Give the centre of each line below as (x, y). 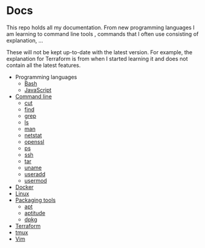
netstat (33, 135)
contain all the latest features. (44, 65)
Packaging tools (35, 200)
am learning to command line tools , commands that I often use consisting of (103, 34)
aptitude (35, 213)
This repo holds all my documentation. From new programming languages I (101, 27)
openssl (34, 141)
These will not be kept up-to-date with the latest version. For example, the (99, 52)
